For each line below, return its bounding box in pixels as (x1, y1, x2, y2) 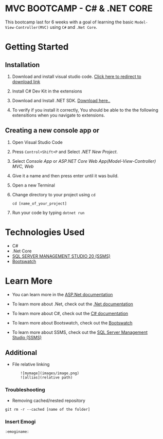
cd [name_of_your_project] (12, 201, 67, 206)
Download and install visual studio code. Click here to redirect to (12, 74, 142, 79)
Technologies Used (5, 227, 85, 238)
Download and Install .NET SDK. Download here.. (12, 97, 110, 103)
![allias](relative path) (20, 375, 73, 380)
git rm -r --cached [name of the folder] (5, 407, 91, 412)
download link (12, 78, 40, 84)
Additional (5, 349, 37, 357)
